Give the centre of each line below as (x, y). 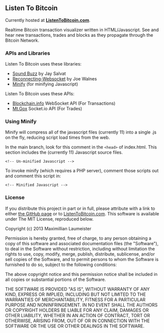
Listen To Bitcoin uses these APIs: (40, 94)
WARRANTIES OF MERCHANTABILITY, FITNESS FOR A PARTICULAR (75, 299)
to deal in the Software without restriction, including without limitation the (80, 249)
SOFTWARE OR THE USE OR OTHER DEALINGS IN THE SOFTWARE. (75, 326)
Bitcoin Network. (22, 40)
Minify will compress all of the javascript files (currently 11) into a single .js (81, 132)
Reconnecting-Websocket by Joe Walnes (54, 79)
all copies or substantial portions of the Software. (55, 279)
